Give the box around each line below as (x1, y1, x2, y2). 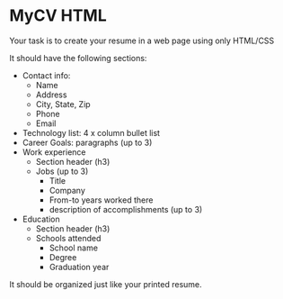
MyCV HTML (9, 5, 108, 26)
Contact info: (22, 69, 71, 81)
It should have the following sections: (9, 52, 147, 63)
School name (49, 242, 99, 253)
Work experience (22, 146, 87, 158)
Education (22, 213, 60, 224)
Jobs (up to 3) (35, 166, 89, 177)
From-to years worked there (49, 195, 154, 205)
